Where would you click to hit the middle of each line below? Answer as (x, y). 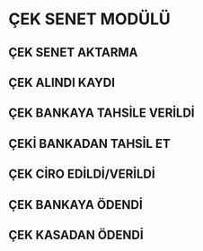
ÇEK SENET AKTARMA (73, 52)
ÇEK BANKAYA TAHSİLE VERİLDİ (101, 113)
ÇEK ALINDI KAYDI (62, 82)
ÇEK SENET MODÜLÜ (90, 19)
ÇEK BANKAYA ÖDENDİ (75, 205)
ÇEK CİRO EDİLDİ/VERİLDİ (82, 174)
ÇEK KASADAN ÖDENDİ (76, 234)
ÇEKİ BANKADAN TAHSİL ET (90, 143)
